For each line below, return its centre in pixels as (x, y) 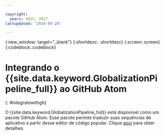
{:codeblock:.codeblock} (31, 47)
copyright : (16, 14)
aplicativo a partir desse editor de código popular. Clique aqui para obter (80, 123)
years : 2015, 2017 (29, 19)
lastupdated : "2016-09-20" (33, 23)
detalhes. (15, 128)
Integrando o (32, 67)
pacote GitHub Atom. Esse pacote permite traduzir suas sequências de (78, 117)
